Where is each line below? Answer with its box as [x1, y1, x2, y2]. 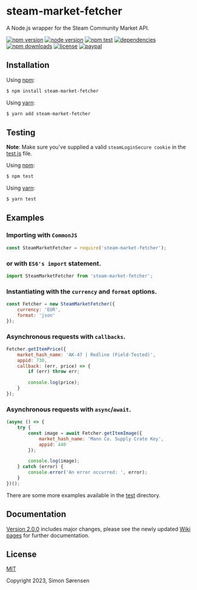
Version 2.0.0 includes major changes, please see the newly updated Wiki [6, 525, 191, 532]
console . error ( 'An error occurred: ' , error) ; [28, 469, 148, 475]
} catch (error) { [17, 464, 64, 470]
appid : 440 [38, 441, 67, 448]
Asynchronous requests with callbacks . [6, 332, 126, 341]
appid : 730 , [17, 357, 47, 363]
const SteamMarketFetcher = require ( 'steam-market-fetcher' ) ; [6, 244, 167, 251]
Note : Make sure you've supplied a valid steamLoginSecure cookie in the [6, 144, 186, 151]
